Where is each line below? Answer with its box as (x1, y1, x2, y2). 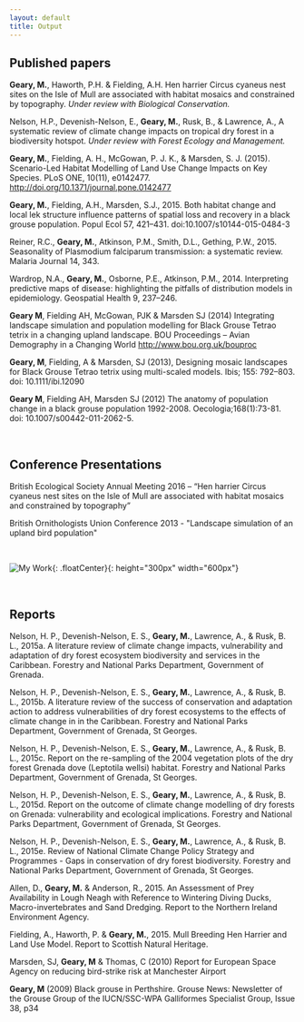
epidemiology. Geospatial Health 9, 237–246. (9, 292, 178, 304)
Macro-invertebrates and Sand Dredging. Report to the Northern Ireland (9, 901, 279, 912)
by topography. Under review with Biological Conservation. (9, 99, 230, 110)
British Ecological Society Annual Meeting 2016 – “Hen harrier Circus (9, 481, 267, 492)
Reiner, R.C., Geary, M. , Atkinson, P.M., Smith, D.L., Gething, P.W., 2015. (9, 237, 278, 248)
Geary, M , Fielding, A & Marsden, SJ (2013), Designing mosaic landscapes (9, 357, 288, 368)
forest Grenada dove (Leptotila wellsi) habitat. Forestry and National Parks (9, 762, 286, 772)
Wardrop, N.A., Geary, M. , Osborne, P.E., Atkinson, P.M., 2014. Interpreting (9, 273, 289, 284)
